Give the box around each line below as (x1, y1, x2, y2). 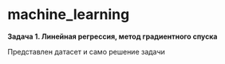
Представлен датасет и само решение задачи (7, 47, 165, 56)
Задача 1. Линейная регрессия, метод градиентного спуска (7, 32, 218, 41)
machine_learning (7, 6, 130, 24)
